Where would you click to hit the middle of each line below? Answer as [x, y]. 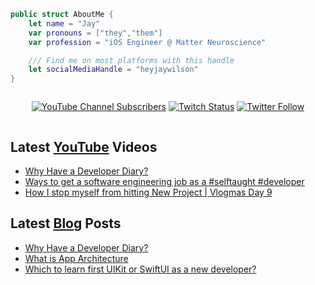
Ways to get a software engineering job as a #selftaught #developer [164, 181]
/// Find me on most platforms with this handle [131, 60]
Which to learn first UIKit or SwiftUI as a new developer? [140, 269]
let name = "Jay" [64, 23]
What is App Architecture [76, 258]
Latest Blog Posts [66, 223]
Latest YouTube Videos [84, 146]
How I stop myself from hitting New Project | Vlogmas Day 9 [148, 192]
